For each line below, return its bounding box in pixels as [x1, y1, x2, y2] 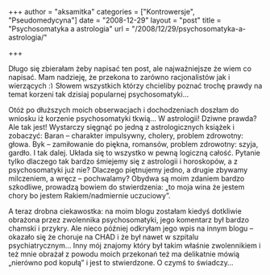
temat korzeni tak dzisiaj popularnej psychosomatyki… [8, 90, 189, 99]
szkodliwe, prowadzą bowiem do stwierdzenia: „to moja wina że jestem [8, 182, 245, 192]
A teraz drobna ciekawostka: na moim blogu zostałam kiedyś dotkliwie [8, 206, 242, 216]
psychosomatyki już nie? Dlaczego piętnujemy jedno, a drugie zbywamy [8, 165, 248, 174]
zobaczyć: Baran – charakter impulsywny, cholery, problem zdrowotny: [8, 131, 244, 140]
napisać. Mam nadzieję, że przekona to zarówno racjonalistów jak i [8, 73, 231, 81]
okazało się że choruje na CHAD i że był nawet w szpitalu [8, 232, 199, 241]
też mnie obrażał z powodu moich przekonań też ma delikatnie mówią [8, 249, 240, 259]
